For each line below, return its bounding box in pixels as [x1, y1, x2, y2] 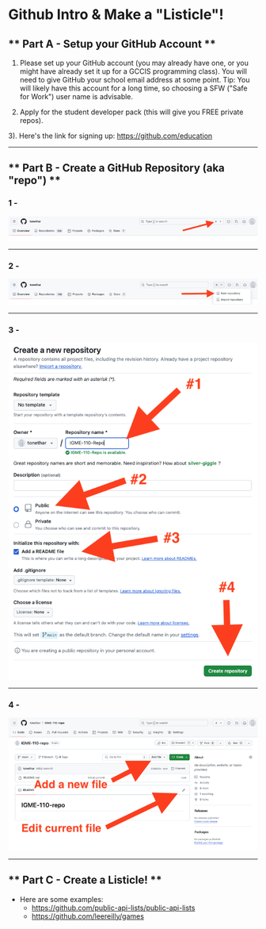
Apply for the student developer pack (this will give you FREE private [19, 107, 244, 117]
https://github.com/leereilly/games [31, 911, 145, 921]
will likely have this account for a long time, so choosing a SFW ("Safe [19, 83, 248, 93]
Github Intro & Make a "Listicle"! [8, 6, 224, 24]
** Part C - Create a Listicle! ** [8, 873, 162, 887]
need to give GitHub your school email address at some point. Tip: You [19, 75, 250, 84]
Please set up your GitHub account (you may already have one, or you [19, 58, 249, 67]
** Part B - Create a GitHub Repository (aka [8, 161, 226, 175]
